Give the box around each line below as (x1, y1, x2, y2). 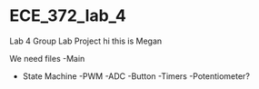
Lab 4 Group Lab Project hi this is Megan (9, 35, 163, 46)
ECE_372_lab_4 (9, 5, 127, 26)
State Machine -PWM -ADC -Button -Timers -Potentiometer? (22, 70, 250, 82)
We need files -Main (9, 53, 85, 64)
